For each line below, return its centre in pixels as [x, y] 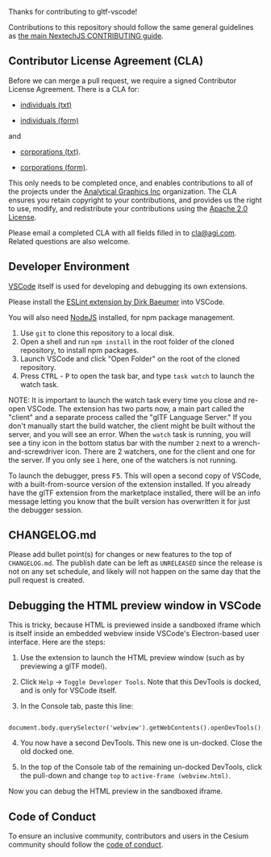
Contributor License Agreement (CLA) [106, 61]
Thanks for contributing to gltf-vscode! [73, 12]
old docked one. [47, 751]
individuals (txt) [46, 105]
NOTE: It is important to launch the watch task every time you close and [127, 400]
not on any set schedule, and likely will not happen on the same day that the [134, 572]
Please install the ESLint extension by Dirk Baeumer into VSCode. [117, 302]
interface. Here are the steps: [57, 642]
